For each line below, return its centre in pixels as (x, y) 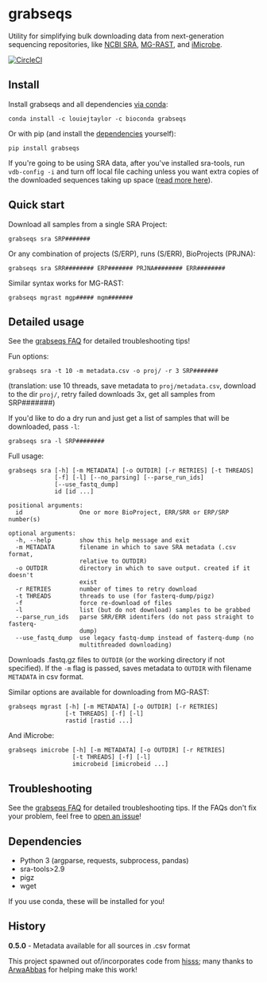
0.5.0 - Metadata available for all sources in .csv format (99, 945)
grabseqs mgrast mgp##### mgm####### (71, 297)
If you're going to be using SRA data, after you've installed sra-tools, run (126, 163)
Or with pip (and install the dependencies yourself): (92, 133)
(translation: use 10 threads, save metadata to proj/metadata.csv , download (132, 386)
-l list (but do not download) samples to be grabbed (133, 611)
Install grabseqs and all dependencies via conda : (88, 104)
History (27, 927)
